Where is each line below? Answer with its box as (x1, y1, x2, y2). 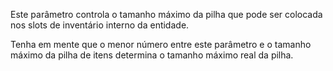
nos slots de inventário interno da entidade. (10, 19, 190, 31)
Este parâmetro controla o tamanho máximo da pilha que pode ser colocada (10, 9, 323, 20)
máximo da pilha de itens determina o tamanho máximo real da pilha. (10, 49, 294, 61)
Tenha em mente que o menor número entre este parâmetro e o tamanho (10, 39, 312, 50)
